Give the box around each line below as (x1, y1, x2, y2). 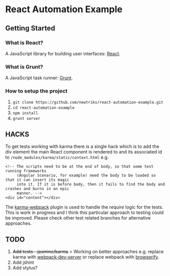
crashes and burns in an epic (5, 187, 70, 192)
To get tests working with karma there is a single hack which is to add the (5, 143, 159, 149)
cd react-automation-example (12, 105, 75, 110)
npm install (12, 111, 38, 116)
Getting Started (5, 24, 55, 33)
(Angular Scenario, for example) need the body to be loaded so (16, 173, 156, 178)
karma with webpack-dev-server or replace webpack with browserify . (12, 254, 159, 260)
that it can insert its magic (5, 177, 70, 182)
